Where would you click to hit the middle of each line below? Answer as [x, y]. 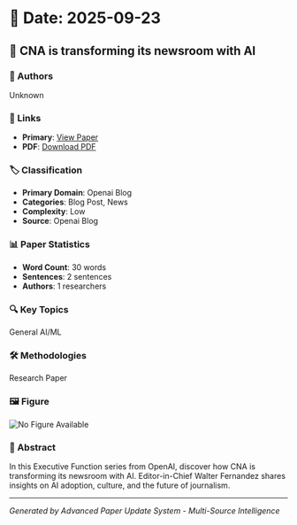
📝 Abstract [32, 447]
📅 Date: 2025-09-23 [85, 18]
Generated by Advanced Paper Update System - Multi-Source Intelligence [145, 510]
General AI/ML [35, 332]
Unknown [27, 95]
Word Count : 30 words [64, 267]
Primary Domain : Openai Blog [77, 193]
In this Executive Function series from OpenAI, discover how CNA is [133, 466]
